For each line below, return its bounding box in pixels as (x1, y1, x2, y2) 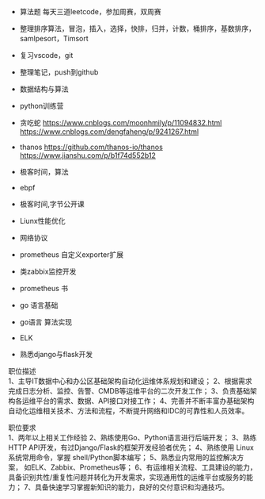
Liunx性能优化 (19, 217, 66, 225)
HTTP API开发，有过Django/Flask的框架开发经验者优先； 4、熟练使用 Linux (8, 443, 255, 452)
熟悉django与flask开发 (19, 350, 93, 359)
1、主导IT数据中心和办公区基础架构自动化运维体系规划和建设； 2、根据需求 (8, 376, 252, 386)
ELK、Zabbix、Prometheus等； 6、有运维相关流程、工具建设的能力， (30, 463, 257, 472)
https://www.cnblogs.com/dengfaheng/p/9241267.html (19, 127, 199, 136)
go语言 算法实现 (19, 317, 73, 327)
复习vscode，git (19, 51, 74, 59)
